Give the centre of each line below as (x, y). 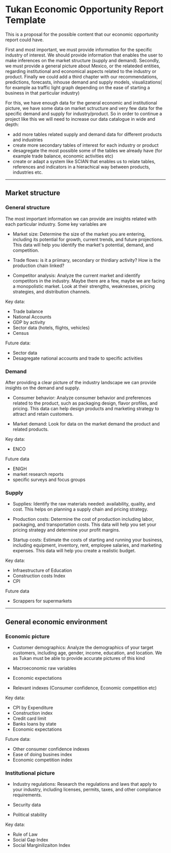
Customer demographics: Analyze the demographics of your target (83, 647)
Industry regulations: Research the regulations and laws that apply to (85, 784)
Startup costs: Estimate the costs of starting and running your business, (88, 540)
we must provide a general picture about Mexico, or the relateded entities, (83, 66)
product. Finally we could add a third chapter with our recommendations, (82, 76)
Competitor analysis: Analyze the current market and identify (77, 275)
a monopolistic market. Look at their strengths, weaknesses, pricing (84, 286)
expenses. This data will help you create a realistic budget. (74, 551)
